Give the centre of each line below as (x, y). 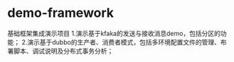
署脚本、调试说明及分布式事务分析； (60, 51)
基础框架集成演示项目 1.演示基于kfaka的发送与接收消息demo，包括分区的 (114, 33)
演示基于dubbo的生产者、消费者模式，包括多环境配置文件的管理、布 (127, 42)
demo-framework (61, 13)
